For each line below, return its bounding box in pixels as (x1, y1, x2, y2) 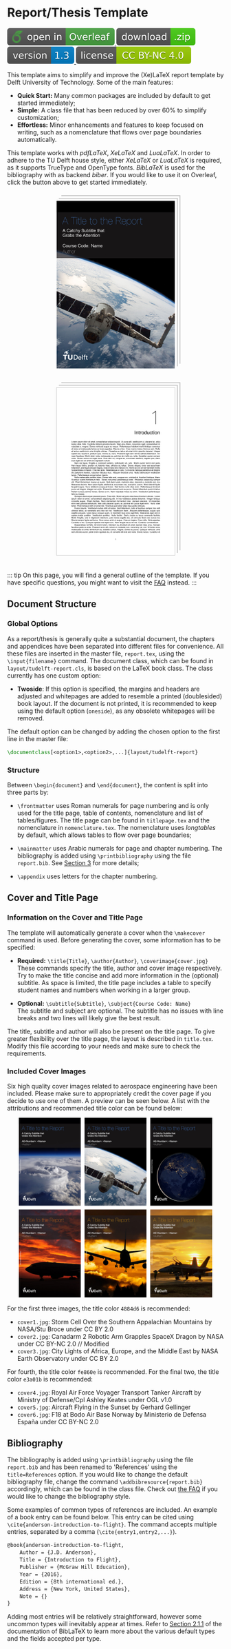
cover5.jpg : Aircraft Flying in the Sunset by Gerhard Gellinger (16, 1403, 191, 1411)
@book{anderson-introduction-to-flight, (7, 1542, 125, 1549)
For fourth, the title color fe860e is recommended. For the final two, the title (7, 1367, 219, 1376)
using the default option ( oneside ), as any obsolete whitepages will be (16, 707, 215, 715)
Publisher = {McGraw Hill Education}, (19, 1564, 131, 1571)
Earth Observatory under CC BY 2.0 (16, 1354, 119, 1362)
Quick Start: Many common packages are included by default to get (16, 91, 211, 99)
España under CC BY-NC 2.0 (16, 1417, 99, 1426)
